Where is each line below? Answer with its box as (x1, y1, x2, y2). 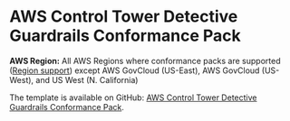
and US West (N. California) (35, 74, 139, 85)
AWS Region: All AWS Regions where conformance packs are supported (9, 55, 281, 66)
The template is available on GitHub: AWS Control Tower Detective (9, 92, 257, 103)
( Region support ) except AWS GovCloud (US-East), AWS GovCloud (9, 65, 260, 76)
